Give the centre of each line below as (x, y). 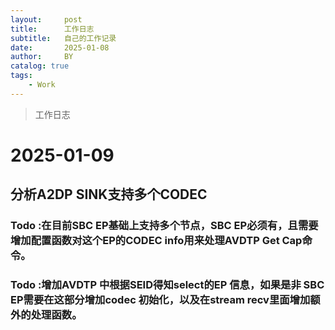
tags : (21, 76)
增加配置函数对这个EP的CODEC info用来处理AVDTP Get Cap (156, 241)
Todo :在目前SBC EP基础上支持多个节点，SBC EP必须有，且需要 (164, 226)
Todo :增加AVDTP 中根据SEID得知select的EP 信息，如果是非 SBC (167, 285)
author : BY (42, 57)
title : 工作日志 (52, 29)
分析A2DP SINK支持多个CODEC (109, 194)
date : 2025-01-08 (60, 47)
